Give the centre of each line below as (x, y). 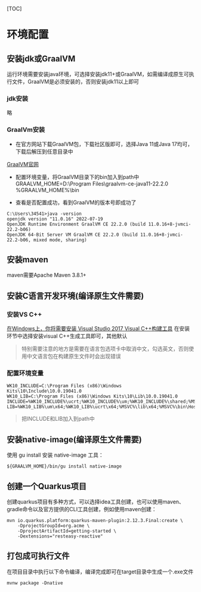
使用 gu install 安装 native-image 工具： (55, 455)
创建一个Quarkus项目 (47, 486)
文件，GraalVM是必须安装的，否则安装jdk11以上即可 (75, 81)
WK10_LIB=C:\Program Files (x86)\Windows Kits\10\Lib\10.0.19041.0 (92, 397)
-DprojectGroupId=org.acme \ (54, 526)
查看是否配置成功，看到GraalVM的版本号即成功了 (76, 202)
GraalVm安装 (26, 130)
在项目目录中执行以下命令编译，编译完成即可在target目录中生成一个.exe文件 (100, 572)
